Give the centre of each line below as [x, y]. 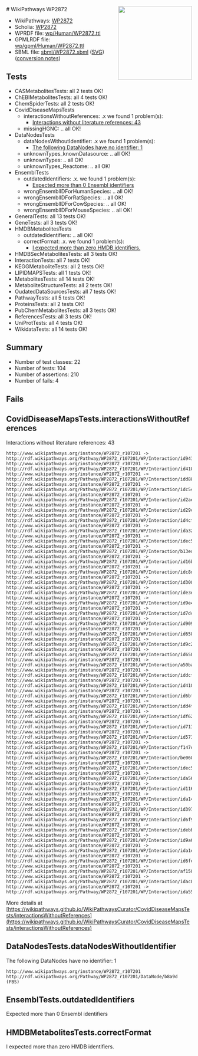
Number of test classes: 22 [47, 361]
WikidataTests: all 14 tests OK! [51, 329]
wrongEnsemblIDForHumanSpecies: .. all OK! [78, 191]
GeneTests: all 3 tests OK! [46, 222]
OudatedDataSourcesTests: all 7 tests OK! [65, 291]
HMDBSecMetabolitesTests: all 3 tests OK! [66, 254]
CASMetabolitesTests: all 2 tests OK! [59, 91]
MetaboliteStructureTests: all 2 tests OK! [63, 285]
